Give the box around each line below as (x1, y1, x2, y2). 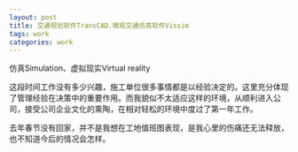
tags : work (9, 29, 50, 38)
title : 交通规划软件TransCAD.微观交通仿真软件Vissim (9, 21, 189, 30)
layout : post (9, 12, 58, 22)
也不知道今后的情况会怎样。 (9, 133, 111, 144)
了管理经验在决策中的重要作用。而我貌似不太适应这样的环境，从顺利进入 (9, 93, 273, 103)
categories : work (9, 37, 74, 47)
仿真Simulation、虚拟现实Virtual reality (9, 63, 151, 73)
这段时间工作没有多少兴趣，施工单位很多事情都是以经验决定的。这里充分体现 (9, 81, 289, 93)
